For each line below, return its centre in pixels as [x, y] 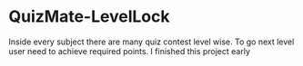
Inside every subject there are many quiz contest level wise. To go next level [151, 42]
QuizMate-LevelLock [89, 17]
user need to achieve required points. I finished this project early [130, 51]
